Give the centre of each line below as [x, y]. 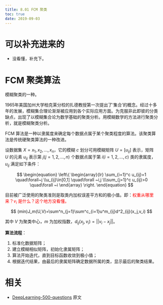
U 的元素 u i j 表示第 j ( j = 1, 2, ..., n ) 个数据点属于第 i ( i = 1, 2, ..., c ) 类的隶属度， [81, 157]
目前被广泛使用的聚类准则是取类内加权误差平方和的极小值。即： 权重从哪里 [79, 195]
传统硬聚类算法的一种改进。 [41, 140]
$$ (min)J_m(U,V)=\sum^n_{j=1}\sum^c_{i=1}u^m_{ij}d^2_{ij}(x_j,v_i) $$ [81, 211]
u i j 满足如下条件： [23, 164]
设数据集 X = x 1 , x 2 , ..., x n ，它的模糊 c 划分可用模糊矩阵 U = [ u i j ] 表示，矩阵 [80, 151]
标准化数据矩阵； [29, 243]
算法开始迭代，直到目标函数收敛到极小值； [55, 255]
